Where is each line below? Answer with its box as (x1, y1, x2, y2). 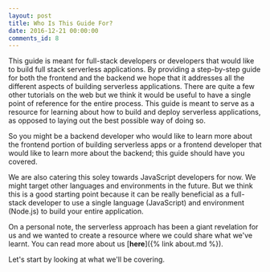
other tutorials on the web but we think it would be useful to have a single (8, 90, 252, 100)
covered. (8, 157, 38, 167)
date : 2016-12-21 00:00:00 (8, 26, 99, 35)
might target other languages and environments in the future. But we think (8, 181, 253, 191)
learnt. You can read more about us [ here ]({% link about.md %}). (8, 239, 223, 249)
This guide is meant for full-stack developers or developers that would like (8, 56, 255, 66)
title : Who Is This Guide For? (8, 19, 113, 27)
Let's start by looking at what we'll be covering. (8, 254, 166, 265)
